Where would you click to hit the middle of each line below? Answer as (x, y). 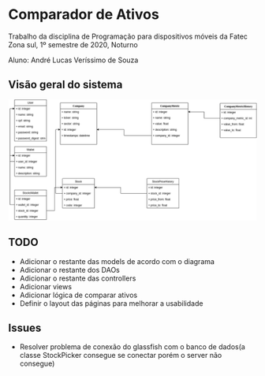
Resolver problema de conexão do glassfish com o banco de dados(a (132, 347)
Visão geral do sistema (65, 85)
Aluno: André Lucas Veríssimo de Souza (73, 60)
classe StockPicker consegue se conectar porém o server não (121, 356)
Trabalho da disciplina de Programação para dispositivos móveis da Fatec (128, 36)
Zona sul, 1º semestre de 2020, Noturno (73, 44)
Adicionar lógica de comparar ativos (78, 295)
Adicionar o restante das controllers (78, 278)
